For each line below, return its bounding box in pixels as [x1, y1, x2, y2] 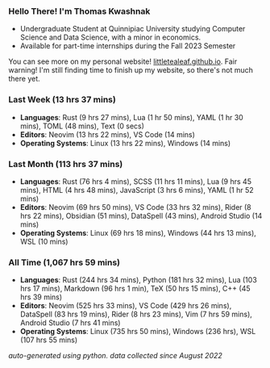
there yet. [8, 74, 40, 84]
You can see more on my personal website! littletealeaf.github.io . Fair [8, 56, 238, 66]
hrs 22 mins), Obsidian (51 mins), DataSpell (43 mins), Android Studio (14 [19, 211, 263, 220]
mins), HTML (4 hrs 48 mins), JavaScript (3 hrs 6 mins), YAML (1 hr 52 [19, 185, 254, 194]
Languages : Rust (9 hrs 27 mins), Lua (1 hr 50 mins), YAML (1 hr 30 [19, 112, 243, 122]
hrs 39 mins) [19, 292, 63, 302]
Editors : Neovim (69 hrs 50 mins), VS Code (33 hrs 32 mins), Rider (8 [19, 202, 251, 211]
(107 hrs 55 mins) [19, 335, 78, 345]
